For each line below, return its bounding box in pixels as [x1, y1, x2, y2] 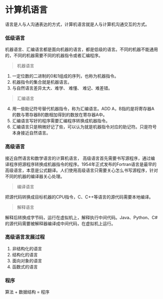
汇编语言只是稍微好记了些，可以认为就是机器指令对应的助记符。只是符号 [12, 124, 157, 130]
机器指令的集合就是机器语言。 [12, 79, 72, 85]
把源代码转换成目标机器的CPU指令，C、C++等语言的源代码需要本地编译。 [5, 194, 154, 200]
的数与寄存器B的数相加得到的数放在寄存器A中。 [12, 112, 108, 118]
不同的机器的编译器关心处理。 [5, 173, 65, 179]
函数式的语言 [12, 264, 38, 269]
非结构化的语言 [12, 245, 42, 252]
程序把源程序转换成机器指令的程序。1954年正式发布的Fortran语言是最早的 [9, 161, 157, 167]
